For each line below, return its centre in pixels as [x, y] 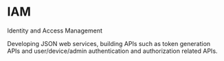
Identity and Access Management [55, 30]
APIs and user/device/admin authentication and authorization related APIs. [112, 51]
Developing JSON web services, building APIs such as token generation [109, 43]
